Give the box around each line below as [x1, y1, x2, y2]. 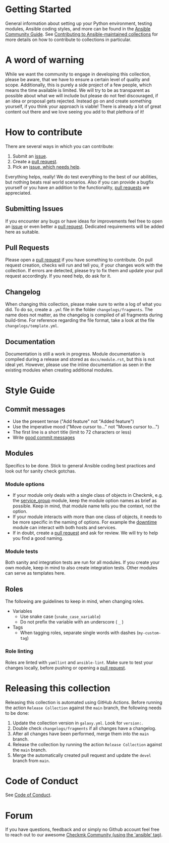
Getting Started [5, 4, 72, 15]
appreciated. [5, 190, 32, 196]
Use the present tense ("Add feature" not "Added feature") [12, 418, 135, 424]
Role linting [5, 648, 34, 655]
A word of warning [5, 54, 84, 66]
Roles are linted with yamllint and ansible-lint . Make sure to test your [5, 659, 153, 665]
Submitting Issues [5, 204, 64, 213]
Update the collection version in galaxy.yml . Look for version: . [12, 720, 143, 726]
